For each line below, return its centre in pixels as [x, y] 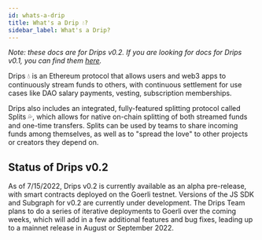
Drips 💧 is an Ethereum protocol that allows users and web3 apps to [117, 76]
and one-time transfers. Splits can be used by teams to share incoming [123, 126]
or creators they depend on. [54, 142]
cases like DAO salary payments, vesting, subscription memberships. [120, 93]
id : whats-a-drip [37, 15]
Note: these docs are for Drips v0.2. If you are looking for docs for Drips [125, 53]
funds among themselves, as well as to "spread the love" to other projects [128, 134]
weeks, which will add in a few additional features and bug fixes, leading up [131, 220]
